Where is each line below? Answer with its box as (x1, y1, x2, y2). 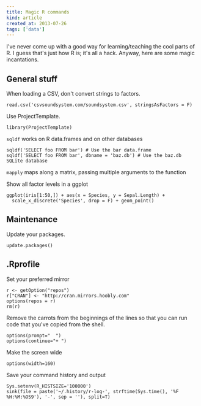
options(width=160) (6, 360, 56, 367)
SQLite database (6, 158, 48, 164)
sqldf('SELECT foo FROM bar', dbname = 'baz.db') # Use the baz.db (6, 153, 182, 159)
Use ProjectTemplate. (6, 113, 60, 120)
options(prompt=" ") (6, 332, 62, 339)
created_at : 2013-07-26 (6, 20, 67, 26)
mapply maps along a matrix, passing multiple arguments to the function (6, 169, 186, 176)
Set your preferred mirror (6, 275, 70, 283)
